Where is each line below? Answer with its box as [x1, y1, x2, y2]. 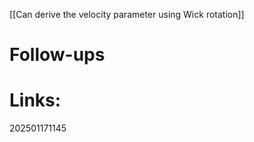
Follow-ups [9, 44, 106, 66]
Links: [9, 89, 62, 112]
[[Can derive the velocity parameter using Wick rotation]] [9, 9, 245, 20]
